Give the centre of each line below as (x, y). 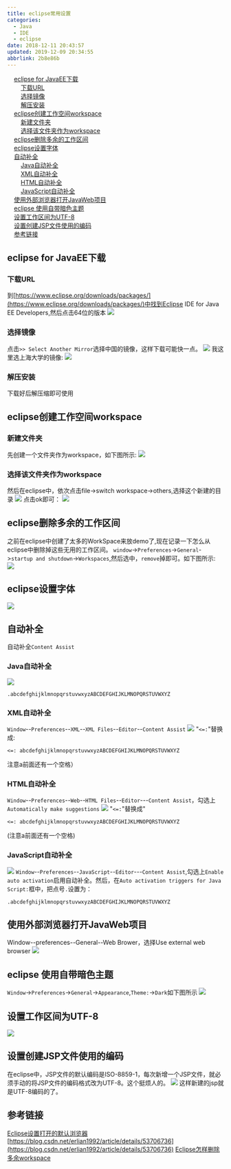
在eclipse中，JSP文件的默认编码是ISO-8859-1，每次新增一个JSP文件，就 (111, 1074)
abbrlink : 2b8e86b (33, 59)
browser (19, 951)
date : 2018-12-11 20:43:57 (46, 46)
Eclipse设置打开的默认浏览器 (47, 1133)
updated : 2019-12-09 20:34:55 (51, 52)
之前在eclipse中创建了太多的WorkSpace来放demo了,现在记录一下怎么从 (109, 541)
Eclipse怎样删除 (197, 1149)
